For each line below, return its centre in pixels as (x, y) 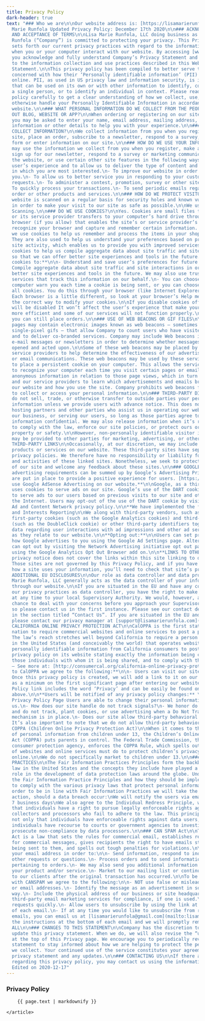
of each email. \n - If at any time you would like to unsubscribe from (103, 911)
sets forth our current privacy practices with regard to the (92, 46)
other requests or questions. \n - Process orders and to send (91, 859)
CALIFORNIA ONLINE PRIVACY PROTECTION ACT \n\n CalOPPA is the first (99, 626)
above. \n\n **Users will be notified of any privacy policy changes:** (103, 694)
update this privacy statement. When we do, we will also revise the (102, 934)
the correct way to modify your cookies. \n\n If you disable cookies (101, 302)
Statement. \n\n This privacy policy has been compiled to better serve (103, 69)
